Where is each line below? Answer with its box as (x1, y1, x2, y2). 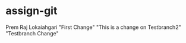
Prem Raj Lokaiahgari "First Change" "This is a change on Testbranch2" (5, 24, 182, 31)
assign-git (5, 4, 58, 18)
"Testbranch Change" (5, 29, 59, 37)
